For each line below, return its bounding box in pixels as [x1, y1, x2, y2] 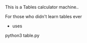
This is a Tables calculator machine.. [5, 4, 79, 10]
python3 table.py [5, 33, 40, 38]
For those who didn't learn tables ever [5, 14, 82, 19]
